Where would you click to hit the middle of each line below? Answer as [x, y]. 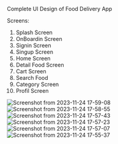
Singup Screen [35, 52]
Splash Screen [34, 32]
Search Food [32, 78]
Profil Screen [32, 91]
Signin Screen [33, 45]
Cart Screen [31, 71]
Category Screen [37, 84]
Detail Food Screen [40, 65]
